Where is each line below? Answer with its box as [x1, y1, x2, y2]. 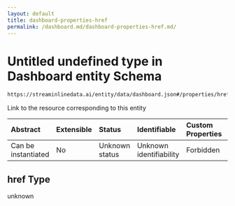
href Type [7, 173, 51, 185]
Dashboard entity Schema [7, 68, 162, 84]
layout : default [7, 10, 55, 17]
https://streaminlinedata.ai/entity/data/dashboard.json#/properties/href [7, 91, 230, 98]
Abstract [10, 125, 41, 135]
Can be [10, 141, 35, 151]
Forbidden [186, 145, 220, 155]
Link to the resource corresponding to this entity [7, 104, 147, 112]
